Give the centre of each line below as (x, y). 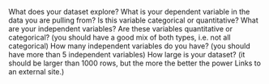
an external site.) (36, 71)
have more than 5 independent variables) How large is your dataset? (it (127, 55)
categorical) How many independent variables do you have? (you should (129, 46)
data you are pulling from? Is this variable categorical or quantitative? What (134, 20)
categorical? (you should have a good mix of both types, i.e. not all (120, 37)
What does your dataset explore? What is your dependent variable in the (129, 12)
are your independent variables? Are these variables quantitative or (121, 29)
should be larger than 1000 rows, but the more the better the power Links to (135, 63)
